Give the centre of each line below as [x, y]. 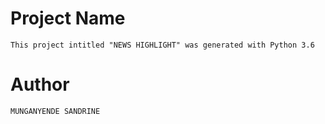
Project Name [68, 18]
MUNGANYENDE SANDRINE [55, 111]
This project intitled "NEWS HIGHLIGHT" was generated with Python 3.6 [162, 45]
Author [40, 84]
